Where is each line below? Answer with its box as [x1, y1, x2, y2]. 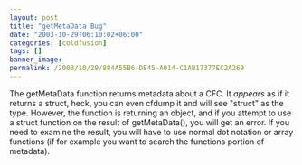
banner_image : [9, 55, 63, 64]
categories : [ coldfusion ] [9, 38, 107, 48]
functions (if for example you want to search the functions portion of [9, 136, 265, 147]
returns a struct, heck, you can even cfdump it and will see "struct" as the [9, 97, 284, 108]
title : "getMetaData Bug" [9, 22, 107, 31]
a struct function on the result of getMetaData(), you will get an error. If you [9, 116, 290, 127]
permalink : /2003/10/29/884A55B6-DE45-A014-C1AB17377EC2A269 [9, 64, 245, 73]
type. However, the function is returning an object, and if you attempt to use [9, 107, 292, 118]
